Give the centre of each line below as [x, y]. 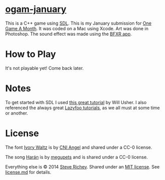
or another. [17, 113]
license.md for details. [28, 172]
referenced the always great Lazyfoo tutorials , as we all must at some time [82, 108]
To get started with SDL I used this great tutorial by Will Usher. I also [76, 102]
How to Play [31, 54]
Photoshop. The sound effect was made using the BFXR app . [69, 34]
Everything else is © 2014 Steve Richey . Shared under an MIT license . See [82, 166]
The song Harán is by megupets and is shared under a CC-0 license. [76, 157]
